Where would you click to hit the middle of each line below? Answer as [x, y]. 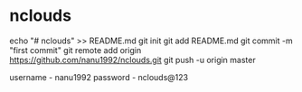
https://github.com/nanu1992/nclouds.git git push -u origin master [132, 60]
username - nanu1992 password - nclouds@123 [99, 77]
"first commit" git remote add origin [75, 50]
